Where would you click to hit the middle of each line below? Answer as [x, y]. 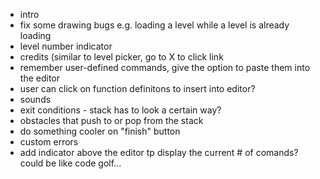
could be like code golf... [70, 163]
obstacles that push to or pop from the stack [111, 120]
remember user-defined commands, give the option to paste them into [165, 67]
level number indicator [66, 46]
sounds [35, 99]
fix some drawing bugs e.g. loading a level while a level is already [154, 25]
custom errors [49, 142]
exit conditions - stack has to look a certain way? [120, 110]
